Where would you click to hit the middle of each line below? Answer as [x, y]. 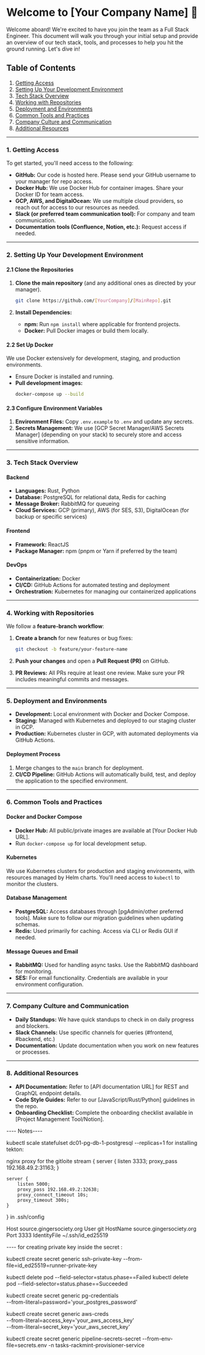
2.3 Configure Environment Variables [54, 408]
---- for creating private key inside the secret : [65, 1247]
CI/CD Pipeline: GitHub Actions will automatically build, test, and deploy [106, 774]
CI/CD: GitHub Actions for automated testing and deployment [92, 585]
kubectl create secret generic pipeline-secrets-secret [74, 1339]
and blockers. [32, 1026]
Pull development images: [49, 383]
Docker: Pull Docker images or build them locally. [86, 331]
